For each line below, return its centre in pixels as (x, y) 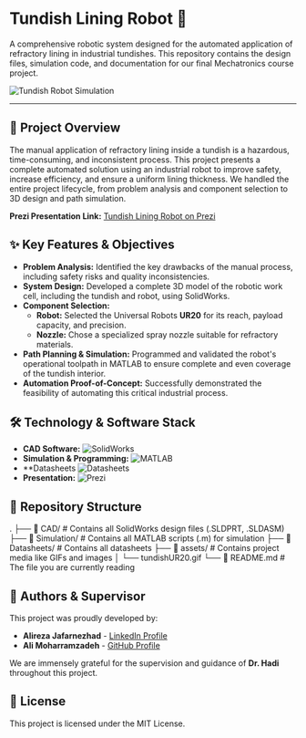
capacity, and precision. (81, 325)
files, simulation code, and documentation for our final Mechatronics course (152, 63)
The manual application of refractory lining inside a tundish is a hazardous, (149, 150)
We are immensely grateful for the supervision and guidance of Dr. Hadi (144, 663)
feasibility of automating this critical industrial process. (125, 392)
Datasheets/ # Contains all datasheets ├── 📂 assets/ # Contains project (144, 548)
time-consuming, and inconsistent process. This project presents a (135, 160)
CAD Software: (51, 449)
